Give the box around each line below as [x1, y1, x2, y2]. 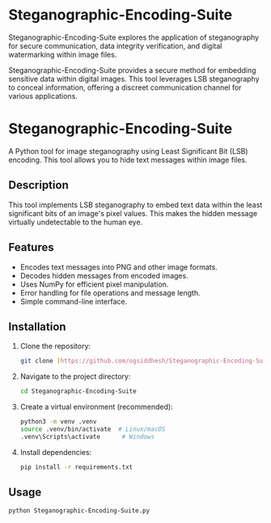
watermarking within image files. [8, 49, 117, 59]
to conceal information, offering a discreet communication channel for [8, 83, 242, 92]
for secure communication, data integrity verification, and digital [8, 40, 222, 50]
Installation [8, 320, 66, 334]
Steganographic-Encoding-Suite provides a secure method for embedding [8, 65, 256, 74]
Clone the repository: [19, 342, 91, 351]
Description [8, 178, 69, 192]
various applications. [8, 91, 78, 100]
